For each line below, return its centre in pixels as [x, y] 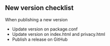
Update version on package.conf [45, 29]
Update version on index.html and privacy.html [59, 34]
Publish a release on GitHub [40, 39]
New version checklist [39, 8]
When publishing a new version [36, 19]
